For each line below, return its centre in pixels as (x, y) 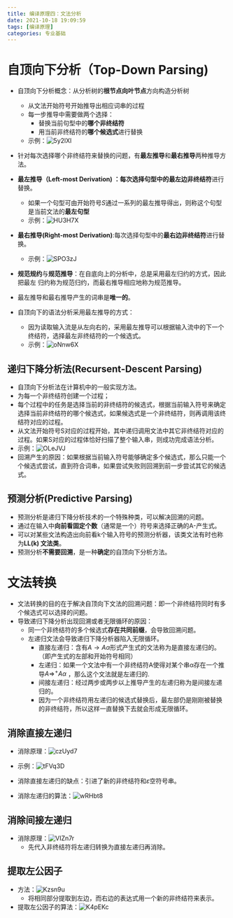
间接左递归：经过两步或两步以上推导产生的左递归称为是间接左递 (130, 683)
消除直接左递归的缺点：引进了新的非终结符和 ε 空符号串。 (99, 781)
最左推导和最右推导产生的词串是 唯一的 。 (76, 298)
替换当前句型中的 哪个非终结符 (81, 123)
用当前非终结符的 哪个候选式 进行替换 (91, 132)
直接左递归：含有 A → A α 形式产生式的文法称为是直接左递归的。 (129, 647)
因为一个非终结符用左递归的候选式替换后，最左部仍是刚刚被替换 (130, 700)
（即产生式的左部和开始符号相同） (87, 656)
